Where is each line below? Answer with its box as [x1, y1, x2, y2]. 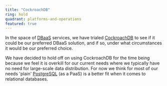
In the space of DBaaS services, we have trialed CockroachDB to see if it [5, 35, 155, 41]
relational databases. [5, 76, 48, 82]
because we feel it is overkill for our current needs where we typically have [5, 60, 160, 66]
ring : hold [5, 12, 28, 17]
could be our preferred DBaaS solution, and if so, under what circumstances [5, 40, 162, 46]
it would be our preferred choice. [5, 45, 73, 51]
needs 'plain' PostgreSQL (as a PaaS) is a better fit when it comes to [5, 71, 146, 77]
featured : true [5, 21, 37, 26]
